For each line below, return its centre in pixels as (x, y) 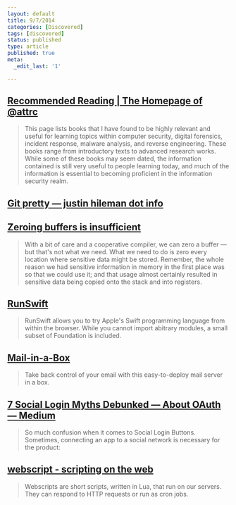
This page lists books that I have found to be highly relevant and (118, 129)
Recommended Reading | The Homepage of (105, 101)
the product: (43, 447)
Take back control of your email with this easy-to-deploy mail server (124, 375)
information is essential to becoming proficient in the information (118, 174)
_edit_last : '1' (37, 66)
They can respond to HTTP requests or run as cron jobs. (106, 494)
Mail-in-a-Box (39, 357)
